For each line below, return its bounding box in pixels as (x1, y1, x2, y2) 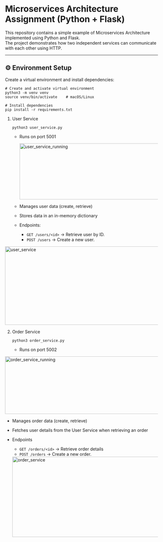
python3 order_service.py (12, 338, 65, 343)
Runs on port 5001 (19, 133, 56, 139)
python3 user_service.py (12, 125, 63, 130)
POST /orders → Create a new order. (19, 451, 92, 457)
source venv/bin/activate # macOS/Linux (5, 95, 95, 99)
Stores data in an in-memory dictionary (19, 212, 98, 219)
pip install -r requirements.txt (5, 107, 73, 112)
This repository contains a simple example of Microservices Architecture (5, 30, 150, 35)
